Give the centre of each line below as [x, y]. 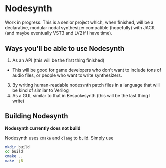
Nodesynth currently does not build [43, 128]
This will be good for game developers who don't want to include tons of [87, 70]
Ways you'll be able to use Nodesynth [65, 48]
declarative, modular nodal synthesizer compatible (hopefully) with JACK [80, 27]
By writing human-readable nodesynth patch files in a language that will [86, 85]
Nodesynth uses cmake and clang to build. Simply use [59, 138]
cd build [14, 152]
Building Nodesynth [37, 116]
